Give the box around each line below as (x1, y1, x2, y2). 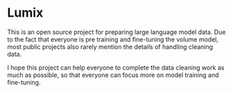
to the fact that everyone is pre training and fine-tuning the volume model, (7, 35, 218, 43)
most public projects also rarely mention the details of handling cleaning (7, 42, 214, 51)
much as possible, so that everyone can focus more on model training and (7, 71, 219, 79)
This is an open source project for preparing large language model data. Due (7, 28, 226, 36)
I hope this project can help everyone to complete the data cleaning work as (7, 63, 225, 71)
